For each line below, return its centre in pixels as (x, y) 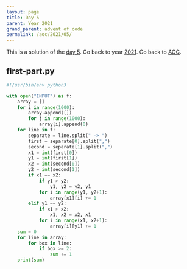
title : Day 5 (23, 18)
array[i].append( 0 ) (63, 124)
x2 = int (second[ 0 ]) (54, 164)
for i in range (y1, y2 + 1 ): (73, 192)
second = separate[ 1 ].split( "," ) (71, 147)
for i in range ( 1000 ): (46, 107)
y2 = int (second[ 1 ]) (54, 170)
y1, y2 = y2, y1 (70, 186)
